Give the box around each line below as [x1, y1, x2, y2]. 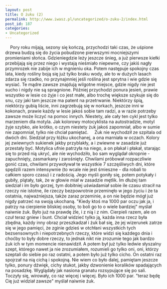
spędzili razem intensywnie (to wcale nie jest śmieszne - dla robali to [5, 166, 147, 172]
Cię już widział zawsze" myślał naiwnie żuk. [5, 278, 95, 284]
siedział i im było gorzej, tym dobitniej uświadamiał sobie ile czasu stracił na [5, 182, 161, 188]
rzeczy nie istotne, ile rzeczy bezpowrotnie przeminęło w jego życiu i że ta [5, 188, 158, 193]
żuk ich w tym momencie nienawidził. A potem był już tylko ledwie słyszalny [5, 241, 162, 246]
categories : [5, 26, 30, 31]
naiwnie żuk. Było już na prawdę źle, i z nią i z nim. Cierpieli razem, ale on [5, 209, 157, 215]
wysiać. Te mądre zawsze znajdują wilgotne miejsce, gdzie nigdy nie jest [5, 81, 156, 87]
